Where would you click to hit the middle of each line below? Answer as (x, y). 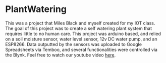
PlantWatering (36, 9)
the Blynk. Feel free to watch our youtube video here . (61, 55)
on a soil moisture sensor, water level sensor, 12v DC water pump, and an (81, 39)
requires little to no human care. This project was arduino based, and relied (83, 33)
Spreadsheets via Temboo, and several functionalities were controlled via (81, 49)
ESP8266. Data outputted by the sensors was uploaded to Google (74, 44)
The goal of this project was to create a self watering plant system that (79, 28)
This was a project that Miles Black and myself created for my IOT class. (80, 23)
